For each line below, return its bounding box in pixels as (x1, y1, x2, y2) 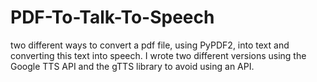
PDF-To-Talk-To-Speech (10, 6, 215, 29)
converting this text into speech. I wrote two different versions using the (10, 49, 307, 61)
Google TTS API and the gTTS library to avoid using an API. (10, 60, 255, 72)
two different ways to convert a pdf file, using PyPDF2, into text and (10, 39, 290, 51)
